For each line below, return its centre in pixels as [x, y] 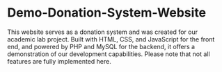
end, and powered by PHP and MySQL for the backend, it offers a [101, 46]
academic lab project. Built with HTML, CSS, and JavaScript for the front [111, 39]
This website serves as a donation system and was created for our [103, 32]
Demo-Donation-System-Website [107, 13]
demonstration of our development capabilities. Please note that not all [109, 54]
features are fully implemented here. [59, 61]
